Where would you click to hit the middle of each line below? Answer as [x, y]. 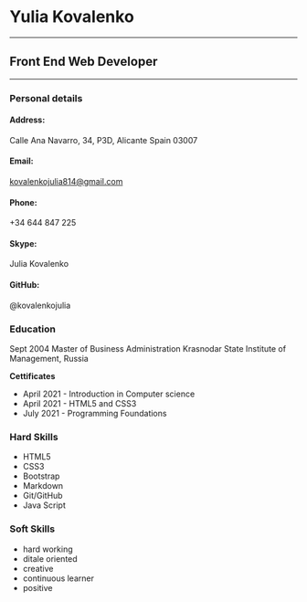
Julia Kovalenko [39, 264]
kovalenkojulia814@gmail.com [66, 182]
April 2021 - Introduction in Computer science [109, 394]
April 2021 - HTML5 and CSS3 [79, 403]
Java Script [44, 505]
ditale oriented [50, 558]
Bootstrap [41, 476]
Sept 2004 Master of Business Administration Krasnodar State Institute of [148, 348]
